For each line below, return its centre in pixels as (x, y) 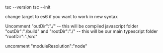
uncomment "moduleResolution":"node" (46, 46)
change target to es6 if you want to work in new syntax (62, 16)
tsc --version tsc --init (28, 7)
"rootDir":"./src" (21, 37)
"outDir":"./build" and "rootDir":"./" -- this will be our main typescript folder (81, 31)
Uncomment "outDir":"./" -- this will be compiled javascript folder (72, 26)
